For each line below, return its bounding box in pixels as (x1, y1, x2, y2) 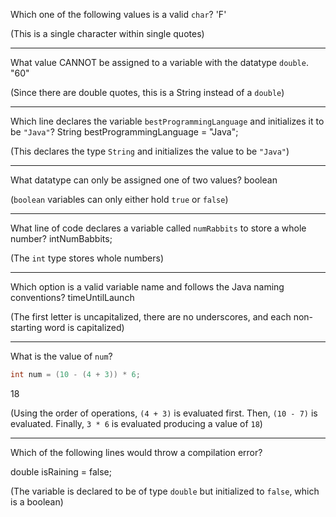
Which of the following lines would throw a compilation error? (10, 446, 263, 458)
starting (10, 322, 43, 333)
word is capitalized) (44, 322, 125, 333)
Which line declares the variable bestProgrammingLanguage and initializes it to (10, 115, 325, 127)
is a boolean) (10, 495, 64, 508)
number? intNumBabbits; (10, 233, 113, 244)
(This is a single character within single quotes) (10, 28, 205, 39)
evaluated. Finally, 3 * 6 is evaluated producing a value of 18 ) (10, 417, 263, 429)
